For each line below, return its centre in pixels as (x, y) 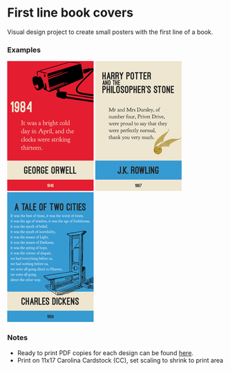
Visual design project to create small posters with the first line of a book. (110, 32)
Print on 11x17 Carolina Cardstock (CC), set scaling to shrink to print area (120, 360)
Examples (24, 50)
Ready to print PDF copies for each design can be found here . (105, 353)
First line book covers (70, 13)
